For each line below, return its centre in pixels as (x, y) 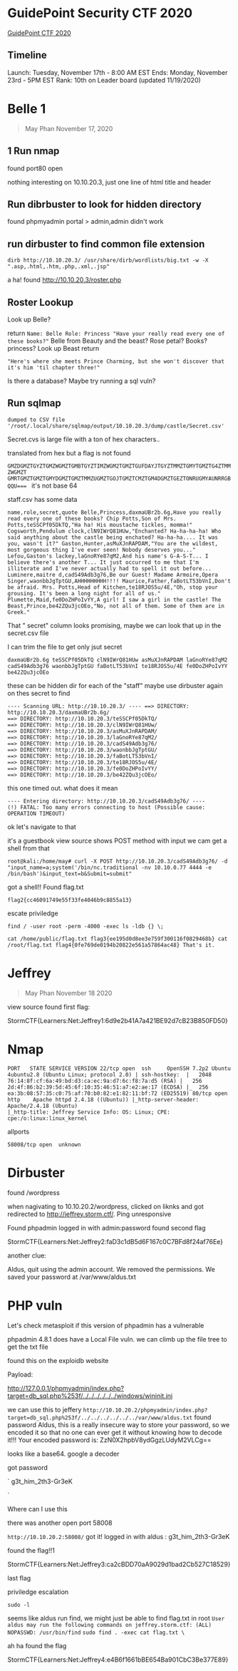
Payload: (20, 1374)
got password (28, 1467)
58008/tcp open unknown (44, 1145)
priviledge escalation (38, 1592)
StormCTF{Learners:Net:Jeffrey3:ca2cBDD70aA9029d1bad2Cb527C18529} (119, 1564)
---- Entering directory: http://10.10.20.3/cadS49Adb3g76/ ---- (106, 801)
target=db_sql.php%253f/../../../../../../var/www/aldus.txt (100, 1418)
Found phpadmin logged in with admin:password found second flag (107, 1228)
